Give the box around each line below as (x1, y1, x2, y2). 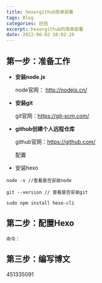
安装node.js (15, 73, 46, 80)
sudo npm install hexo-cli (6, 200, 75, 206)
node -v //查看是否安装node (6, 177, 72, 183)
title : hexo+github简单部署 (6, 9, 74, 15)
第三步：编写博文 (6, 254, 70, 265)
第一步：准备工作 (6, 56, 70, 66)
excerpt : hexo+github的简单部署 (6, 26, 84, 32)
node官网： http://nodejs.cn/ (15, 86, 87, 94)
